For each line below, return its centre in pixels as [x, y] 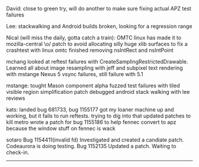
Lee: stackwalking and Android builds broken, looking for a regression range [99, 26]
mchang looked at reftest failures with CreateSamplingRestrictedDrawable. [97, 62]
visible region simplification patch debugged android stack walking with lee [98, 92]
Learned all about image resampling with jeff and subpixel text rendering [94, 68]
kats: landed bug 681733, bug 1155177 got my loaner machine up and [90, 109]
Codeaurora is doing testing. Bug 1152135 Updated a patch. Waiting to [91, 146]
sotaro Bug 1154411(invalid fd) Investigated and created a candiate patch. [95, 140]
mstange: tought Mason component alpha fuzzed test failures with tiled [93, 86]
